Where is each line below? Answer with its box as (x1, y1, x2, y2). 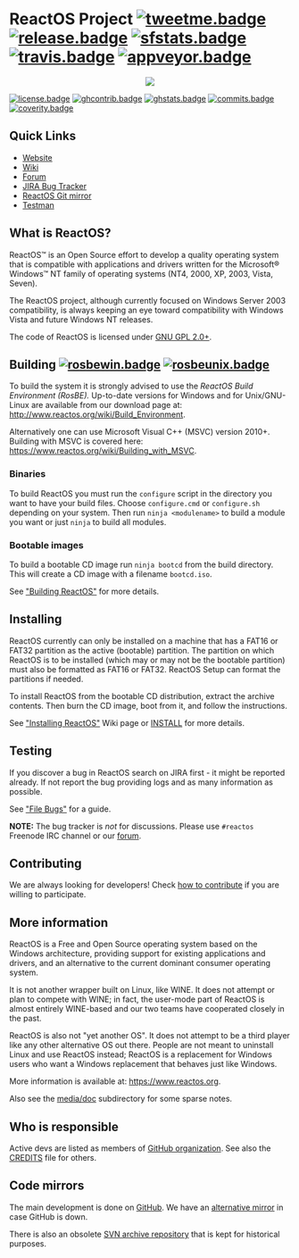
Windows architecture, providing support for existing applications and (9, 948, 266, 959)
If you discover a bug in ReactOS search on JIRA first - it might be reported (9, 767, 286, 778)
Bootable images (9, 538, 84, 551)
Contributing (9, 855, 82, 871)
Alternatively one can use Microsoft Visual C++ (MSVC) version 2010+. (9, 427, 270, 437)
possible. (9, 786, 43, 796)
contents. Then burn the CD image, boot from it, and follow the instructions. (9, 700, 287, 711)
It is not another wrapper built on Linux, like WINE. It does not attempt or (9, 985, 275, 996)
